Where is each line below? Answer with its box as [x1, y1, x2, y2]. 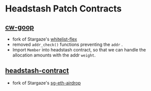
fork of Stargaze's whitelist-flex [12, 36, 77, 42]
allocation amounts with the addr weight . [12, 52, 96, 58]
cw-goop [5, 23, 34, 31]
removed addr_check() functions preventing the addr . [12, 41, 123, 47]
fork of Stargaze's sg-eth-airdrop [12, 79, 81, 85]
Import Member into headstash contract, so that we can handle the [12, 47, 146, 52]
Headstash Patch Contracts [5, 3, 122, 14]
